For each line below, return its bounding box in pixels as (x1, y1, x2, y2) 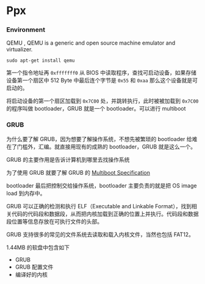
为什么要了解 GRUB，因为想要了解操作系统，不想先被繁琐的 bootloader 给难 (6, 135, 198, 142)
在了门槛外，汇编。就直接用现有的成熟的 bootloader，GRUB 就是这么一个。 (6, 143, 196, 150)
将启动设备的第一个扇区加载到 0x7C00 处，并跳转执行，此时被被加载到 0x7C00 (6, 97, 199, 104)
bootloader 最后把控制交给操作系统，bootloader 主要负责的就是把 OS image (6, 181, 197, 189)
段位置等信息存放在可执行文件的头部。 (6, 217, 103, 225)
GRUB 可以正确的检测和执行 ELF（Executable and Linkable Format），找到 (6, 202, 192, 209)
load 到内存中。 (6, 189, 46, 197)
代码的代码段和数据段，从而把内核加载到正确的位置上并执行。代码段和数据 (11, 210, 199, 217)
